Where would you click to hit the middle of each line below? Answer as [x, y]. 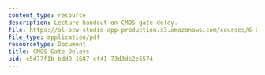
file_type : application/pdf [54, 37]
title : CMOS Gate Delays [49, 52]
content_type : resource [47, 15]
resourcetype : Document [47, 45]
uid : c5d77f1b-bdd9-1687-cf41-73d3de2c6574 [81, 59]
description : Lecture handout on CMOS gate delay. [93, 23]
